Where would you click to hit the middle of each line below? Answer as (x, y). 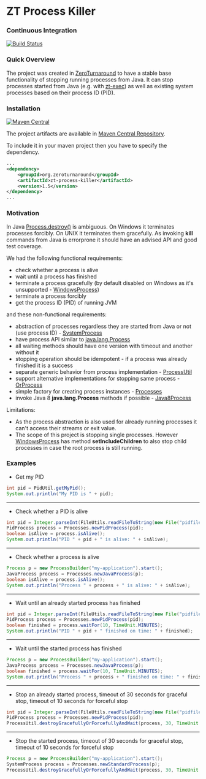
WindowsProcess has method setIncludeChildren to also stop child (101, 441)
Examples (21, 463)
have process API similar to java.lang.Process (73, 339)
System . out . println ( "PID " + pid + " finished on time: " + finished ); (100, 631)
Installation (24, 108)
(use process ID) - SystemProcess (59, 333)
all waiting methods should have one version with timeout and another (104, 346)
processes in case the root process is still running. (79, 447)
